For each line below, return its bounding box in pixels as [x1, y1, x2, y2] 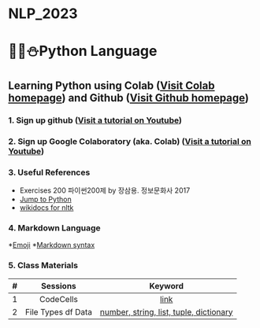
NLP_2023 [8, 5, 78, 23]
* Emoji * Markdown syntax [8, 241, 95, 250]
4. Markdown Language [8, 222, 101, 233]
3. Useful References [8, 167, 91, 178]
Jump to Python [19, 194, 72, 204]
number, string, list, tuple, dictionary [99, 306, 234, 317]
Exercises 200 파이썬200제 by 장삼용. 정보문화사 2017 [19, 186, 191, 195]
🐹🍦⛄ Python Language [8, 42, 158, 60]
